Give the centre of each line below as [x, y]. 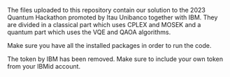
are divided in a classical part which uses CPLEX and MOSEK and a [104, 25]
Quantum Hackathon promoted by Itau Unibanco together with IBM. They [113, 17]
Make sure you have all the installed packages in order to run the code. [109, 45]
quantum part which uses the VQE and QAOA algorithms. [89, 32]
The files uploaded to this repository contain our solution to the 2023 [107, 10]
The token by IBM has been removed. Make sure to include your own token [115, 59]
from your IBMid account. [44, 66]
